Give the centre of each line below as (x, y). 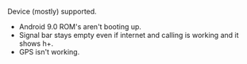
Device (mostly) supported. (52, 11)
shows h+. (36, 43)
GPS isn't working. (49, 52)
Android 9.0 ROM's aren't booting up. (80, 26)
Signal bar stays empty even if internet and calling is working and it (129, 35)
